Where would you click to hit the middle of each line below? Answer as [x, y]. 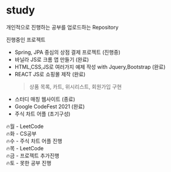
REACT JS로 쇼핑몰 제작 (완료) [50, 74]
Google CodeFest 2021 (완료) [50, 106]
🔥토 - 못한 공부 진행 [29, 163]
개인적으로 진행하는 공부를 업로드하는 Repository [62, 27]
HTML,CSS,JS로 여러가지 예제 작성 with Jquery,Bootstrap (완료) [90, 67]
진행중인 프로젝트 [26, 39]
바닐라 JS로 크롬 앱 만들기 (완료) [52, 59]
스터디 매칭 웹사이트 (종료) [45, 99]
